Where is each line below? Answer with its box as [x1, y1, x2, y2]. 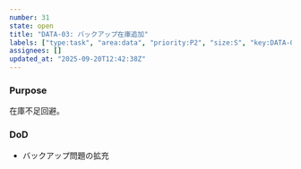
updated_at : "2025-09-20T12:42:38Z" [9, 55, 146, 63]
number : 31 [9, 13, 50, 22]
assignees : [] [9, 46, 63, 55]
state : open [9, 21, 54, 30]
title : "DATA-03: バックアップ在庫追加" [9, 30, 149, 38]
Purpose [9, 84, 47, 97]
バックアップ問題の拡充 [21, 149, 109, 161]
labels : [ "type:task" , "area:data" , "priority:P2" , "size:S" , [9, 38, 246, 47]
